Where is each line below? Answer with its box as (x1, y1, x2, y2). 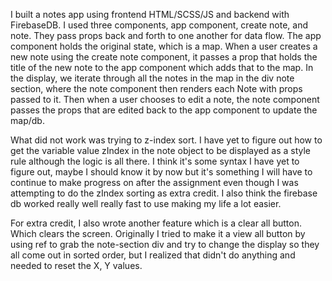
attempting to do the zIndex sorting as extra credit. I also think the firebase (10, 187, 318, 199)
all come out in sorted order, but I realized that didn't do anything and (10, 249, 296, 261)
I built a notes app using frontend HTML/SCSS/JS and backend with (10, 9, 290, 20)
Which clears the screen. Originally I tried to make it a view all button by (10, 228, 306, 239)
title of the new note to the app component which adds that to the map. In (10, 62, 314, 73)
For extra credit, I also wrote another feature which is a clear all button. (10, 217, 302, 229)
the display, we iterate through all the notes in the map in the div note (10, 72, 295, 84)
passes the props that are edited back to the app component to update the (10, 104, 318, 116)
